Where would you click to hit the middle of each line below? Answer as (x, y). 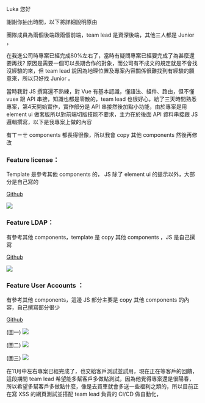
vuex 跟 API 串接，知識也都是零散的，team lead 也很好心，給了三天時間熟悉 (102, 99)
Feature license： (33, 159)
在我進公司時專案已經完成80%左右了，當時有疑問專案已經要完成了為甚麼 (98, 56)
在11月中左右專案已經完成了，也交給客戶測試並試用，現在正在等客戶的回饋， (102, 371)
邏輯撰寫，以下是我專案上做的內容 (49, 122)
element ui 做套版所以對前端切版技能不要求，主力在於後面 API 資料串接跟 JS (102, 114)
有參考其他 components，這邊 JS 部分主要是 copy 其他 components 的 (95, 300)
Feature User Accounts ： (45, 285)
